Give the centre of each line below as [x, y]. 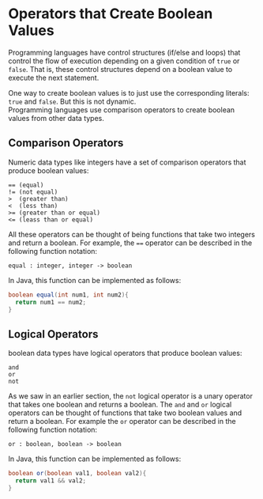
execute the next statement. [54, 77]
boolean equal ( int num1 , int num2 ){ [68, 295]
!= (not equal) [33, 192]
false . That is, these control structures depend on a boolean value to [120, 69]
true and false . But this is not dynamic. [72, 101]
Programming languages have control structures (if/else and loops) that [124, 52]
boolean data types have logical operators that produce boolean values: [125, 353]
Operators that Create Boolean [111, 14]
